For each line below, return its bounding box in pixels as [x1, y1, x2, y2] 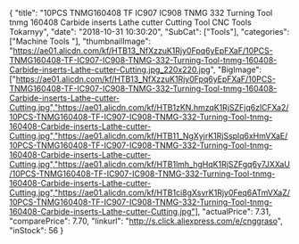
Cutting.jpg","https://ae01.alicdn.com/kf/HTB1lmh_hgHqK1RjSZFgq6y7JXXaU [9, 159, 290, 169]
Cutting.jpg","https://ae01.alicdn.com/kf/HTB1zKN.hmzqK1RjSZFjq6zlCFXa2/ [9, 102, 289, 112]
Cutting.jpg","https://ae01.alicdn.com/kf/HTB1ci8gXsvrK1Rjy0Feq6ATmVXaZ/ [9, 187, 291, 198]
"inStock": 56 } [9, 225, 64, 235]
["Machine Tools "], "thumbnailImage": [9, 36, 152, 46]
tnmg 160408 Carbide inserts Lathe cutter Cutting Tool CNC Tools [9, 17, 252, 28]
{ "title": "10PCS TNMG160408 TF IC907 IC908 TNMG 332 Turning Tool [9, 8, 273, 18]
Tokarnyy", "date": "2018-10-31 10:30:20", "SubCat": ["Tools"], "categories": [9, 27, 290, 37]
